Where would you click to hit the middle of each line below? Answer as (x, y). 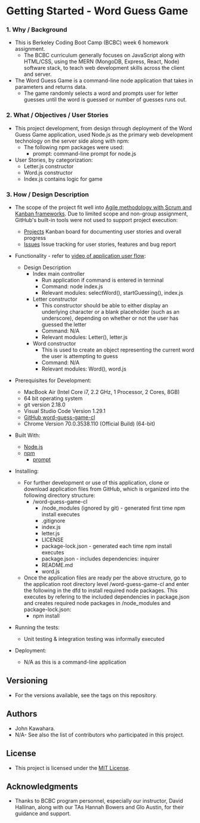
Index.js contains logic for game (63, 179)
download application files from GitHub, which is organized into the (106, 489)
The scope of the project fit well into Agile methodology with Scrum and (103, 208)
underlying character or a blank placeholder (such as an (110, 312)
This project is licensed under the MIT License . (73, 767)
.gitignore (53, 521)
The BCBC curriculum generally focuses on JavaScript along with (104, 56)
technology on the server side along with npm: (72, 141)
